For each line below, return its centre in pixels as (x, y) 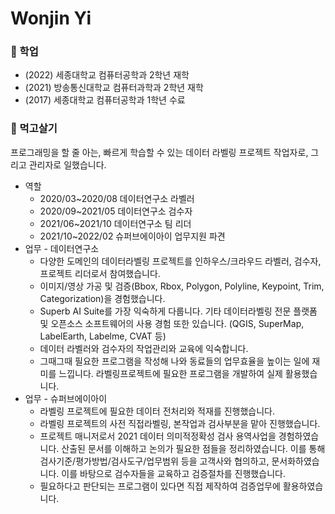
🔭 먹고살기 (34, 129)
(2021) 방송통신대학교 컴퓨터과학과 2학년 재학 (114, 88)
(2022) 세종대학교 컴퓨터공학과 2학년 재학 (107, 75)
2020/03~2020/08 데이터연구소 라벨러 (117, 198)
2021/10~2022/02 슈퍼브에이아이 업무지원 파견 (132, 236)
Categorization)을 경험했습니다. (102, 298)
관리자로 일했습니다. (67, 164)
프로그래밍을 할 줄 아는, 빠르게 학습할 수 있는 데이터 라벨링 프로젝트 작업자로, (159, 152)
